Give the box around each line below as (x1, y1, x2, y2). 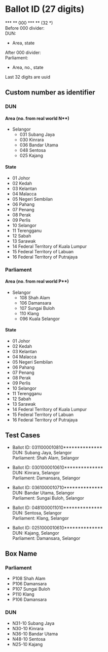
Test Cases (5, 431, 40, 440)
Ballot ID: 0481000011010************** (12, 505, 103, 511)
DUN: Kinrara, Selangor (12, 469, 60, 475)
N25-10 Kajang (12, 641, 43, 647)
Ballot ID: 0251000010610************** (12, 524, 104, 530)
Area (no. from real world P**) (5, 279, 69, 284)
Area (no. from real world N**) (5, 115, 70, 121)
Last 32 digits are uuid (5, 74, 51, 80)
